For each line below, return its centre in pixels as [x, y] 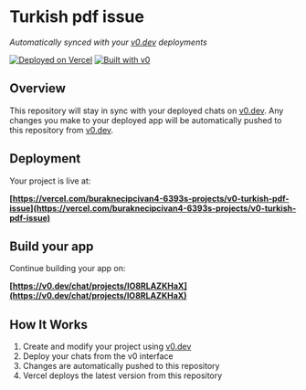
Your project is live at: [50, 181]
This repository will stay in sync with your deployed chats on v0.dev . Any [147, 111]
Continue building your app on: [68, 269]
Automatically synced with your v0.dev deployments [108, 42]
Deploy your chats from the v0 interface [98, 356]
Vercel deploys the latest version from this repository [122, 375]
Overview [38, 89]
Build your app [52, 246]
